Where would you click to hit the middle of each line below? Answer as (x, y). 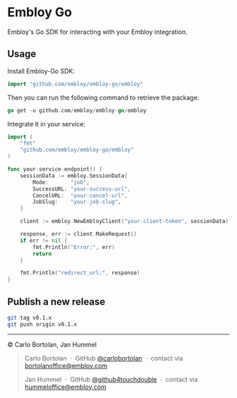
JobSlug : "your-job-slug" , (77, 202)
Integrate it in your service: (47, 123)
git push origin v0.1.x (42, 324)
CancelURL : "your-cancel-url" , (80, 195)
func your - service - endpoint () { (55, 169)
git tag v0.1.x (30, 318)
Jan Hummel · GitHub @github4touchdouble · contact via (111, 379)
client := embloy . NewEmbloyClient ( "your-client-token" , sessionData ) (124, 222)
